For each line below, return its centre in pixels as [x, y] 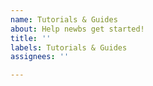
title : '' [31, 38]
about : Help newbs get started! [77, 29]
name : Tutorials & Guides [64, 19]
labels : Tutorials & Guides [69, 47]
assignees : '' [40, 57]
